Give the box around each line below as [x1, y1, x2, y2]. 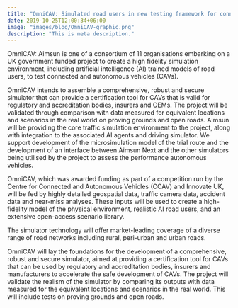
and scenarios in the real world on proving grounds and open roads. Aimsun [7, 116, 229, 125]
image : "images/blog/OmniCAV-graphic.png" [7, 23, 135, 30]
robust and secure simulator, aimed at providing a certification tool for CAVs [7, 255, 229, 263]
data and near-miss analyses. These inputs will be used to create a [7, 198, 203, 206]
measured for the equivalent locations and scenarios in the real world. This [7, 285, 226, 294]
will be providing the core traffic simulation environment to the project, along [7, 123, 231, 132]
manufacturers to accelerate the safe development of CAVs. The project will [7, 270, 229, 278]
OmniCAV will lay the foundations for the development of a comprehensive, [7, 247, 227, 256]
